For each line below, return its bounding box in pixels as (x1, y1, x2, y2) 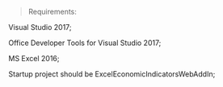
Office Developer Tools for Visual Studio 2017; (8, 38, 162, 48)
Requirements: (27, 7, 77, 16)
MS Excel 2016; (8, 54, 60, 63)
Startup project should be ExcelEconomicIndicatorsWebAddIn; (8, 69, 216, 79)
